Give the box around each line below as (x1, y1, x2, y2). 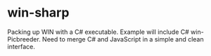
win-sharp (7, 5, 70, 21)
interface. (7, 42, 35, 50)
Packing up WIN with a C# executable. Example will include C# (7, 28, 190, 36)
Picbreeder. (7, 35, 41, 43)
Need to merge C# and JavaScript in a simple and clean (41, 35, 204, 43)
